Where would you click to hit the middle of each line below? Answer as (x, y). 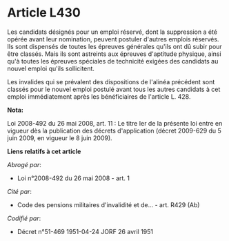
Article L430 (44, 13)
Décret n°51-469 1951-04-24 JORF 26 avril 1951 (85, 231)
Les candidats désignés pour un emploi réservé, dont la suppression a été (112, 32)
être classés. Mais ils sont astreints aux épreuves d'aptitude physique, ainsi (114, 54)
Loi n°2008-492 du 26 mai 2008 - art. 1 (73, 178)
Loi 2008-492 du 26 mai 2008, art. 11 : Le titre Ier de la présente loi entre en (115, 123)
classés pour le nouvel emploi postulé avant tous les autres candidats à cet (114, 89)
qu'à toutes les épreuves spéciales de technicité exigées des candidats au (113, 61)
